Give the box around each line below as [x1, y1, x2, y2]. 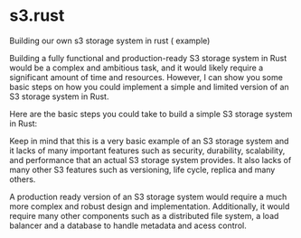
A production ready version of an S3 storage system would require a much [9, 191, 287, 202]
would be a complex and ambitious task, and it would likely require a [9, 62, 264, 73]
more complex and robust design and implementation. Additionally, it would [9, 200, 290, 212]
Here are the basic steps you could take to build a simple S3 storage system [9, 108, 293, 119]
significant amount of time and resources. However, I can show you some [9, 71, 283, 82]
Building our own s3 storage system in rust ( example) [9, 35, 211, 46]
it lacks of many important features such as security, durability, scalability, [9, 145, 286, 156]
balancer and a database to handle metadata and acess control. [9, 220, 247, 231]
